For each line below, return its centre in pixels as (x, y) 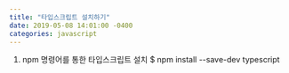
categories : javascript (53, 33)
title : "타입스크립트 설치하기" (60, 17)
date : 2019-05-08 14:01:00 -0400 (71, 26)
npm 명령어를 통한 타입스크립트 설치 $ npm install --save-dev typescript (151, 60)
